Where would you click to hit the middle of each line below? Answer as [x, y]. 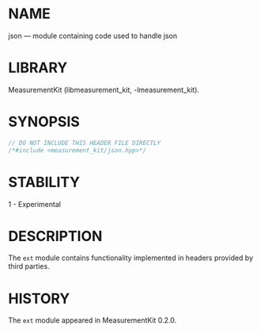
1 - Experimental [35, 204]
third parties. [29, 266]
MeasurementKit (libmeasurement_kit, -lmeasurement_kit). [104, 90]
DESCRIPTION [55, 236]
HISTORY [39, 299]
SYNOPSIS [44, 122]
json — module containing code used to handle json [93, 36]
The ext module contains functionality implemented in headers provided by [131, 258]
